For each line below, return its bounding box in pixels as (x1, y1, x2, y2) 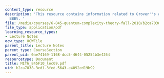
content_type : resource (5, 7, 54, 12)
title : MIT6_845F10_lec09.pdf (5, 61, 67, 66)
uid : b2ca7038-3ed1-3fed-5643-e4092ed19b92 (5, 66, 95, 71)
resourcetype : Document (5, 57, 54, 62)
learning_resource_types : (5, 30, 58, 34)
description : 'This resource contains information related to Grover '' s (5, 12, 156, 16)
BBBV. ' (9, 16, 25, 21)
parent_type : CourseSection (5, 47, 62, 52)
